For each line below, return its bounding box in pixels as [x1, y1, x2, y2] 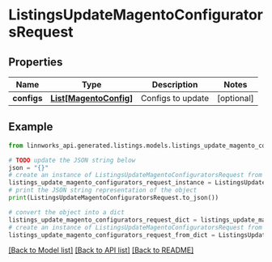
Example [8, 120, 53, 134]
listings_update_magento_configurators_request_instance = [8, 179, 212, 187]
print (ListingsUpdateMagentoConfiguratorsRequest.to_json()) [8, 194, 219, 202]
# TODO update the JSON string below [8, 156, 136, 164]
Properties [8, 55, 63, 69]
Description [151, 79, 198, 90]
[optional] [217, 93, 255, 104]
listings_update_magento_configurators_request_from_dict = [8, 230, 216, 239]
